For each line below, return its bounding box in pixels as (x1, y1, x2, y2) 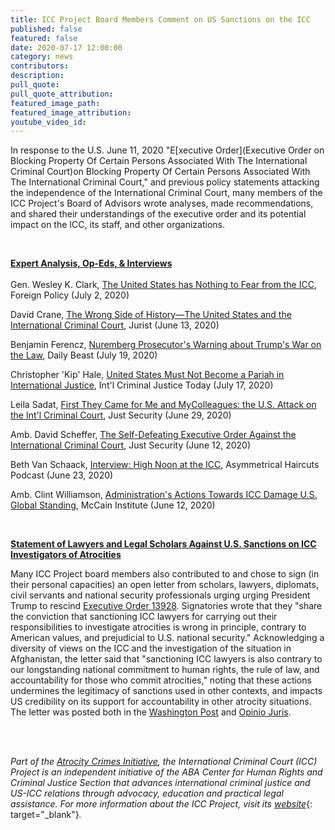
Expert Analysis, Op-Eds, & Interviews (10, 257, 173, 270)
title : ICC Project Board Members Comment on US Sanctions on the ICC (10, 14, 311, 25)
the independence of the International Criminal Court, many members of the (10, 187, 323, 199)
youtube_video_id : (10, 117, 87, 127)
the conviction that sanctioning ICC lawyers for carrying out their (10, 611, 278, 623)
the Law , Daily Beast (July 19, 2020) (10, 349, 158, 361)
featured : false (10, 33, 78, 43)
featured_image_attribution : (10, 107, 132, 118)
